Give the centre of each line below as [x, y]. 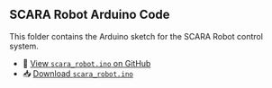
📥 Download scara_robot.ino [77, 73]
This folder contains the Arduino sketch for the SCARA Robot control [136, 36]
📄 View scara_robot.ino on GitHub [86, 63]
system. [24, 46]
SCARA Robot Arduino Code [90, 15]
